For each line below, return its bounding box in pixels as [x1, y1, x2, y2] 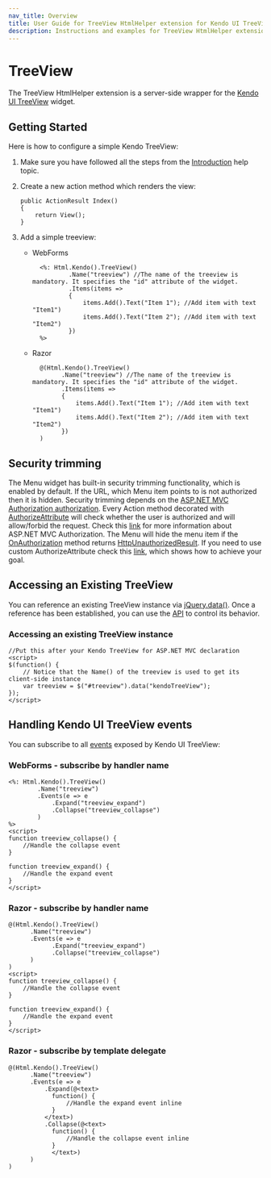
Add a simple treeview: [19, 232, 97, 242]
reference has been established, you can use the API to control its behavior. [8, 608, 261, 618]
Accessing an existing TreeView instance [8, 629, 173, 640]
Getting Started [8, 120, 88, 134]
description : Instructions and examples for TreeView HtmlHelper [8, 27, 232, 35]
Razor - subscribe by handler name [8, 903, 149, 914]
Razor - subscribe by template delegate [8, 1046, 167, 1057]
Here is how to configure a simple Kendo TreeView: [8, 142, 179, 152]
